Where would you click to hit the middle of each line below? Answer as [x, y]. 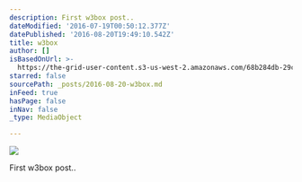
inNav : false [34, 109]
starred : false [38, 76]
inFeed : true [34, 92]
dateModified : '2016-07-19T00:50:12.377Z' [90, 26]
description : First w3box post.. [72, 17]
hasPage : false [38, 101]
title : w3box [34, 43]
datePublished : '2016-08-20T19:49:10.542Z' [92, 34]
